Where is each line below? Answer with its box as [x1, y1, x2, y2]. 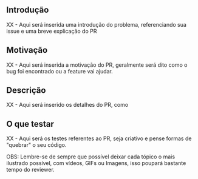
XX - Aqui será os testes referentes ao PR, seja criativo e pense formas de [6, 135, 192, 142]
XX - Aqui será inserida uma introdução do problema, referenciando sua [6, 21, 187, 28]
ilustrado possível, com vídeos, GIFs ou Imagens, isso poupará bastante [6, 160, 186, 167]
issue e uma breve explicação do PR [6, 27, 97, 35]
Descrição [6, 85, 46, 96]
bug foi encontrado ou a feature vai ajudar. [6, 67, 114, 75]
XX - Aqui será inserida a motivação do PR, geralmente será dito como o [6, 61, 188, 69]
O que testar [6, 118, 55, 129]
